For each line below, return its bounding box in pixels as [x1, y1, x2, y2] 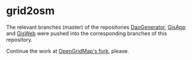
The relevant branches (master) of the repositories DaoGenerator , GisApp [6, 24, 185, 31]
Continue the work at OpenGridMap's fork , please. [6, 47, 129, 54]
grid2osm [6, 4, 55, 18]
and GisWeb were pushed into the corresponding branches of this [6, 29, 167, 36]
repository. [6, 36, 33, 43]
